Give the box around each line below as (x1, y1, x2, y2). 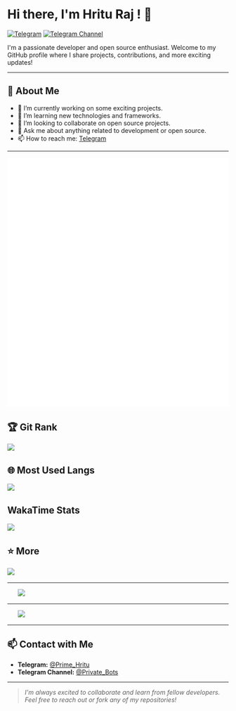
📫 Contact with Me (7, 638, 93, 650)
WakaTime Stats (7, 504, 81, 516)
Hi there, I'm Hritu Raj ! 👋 (7, 6, 152, 23)
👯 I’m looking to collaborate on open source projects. (17, 119, 171, 127)
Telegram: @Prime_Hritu (17, 660, 90, 669)
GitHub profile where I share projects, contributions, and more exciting (7, 51, 211, 59)
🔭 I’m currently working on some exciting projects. (17, 103, 163, 112)
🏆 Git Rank (7, 421, 58, 433)
